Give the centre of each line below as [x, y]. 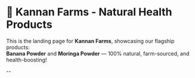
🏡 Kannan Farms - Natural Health [89, 12]
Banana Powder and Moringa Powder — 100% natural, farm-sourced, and [98, 53]
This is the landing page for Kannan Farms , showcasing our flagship [90, 41]
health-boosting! [27, 60]
